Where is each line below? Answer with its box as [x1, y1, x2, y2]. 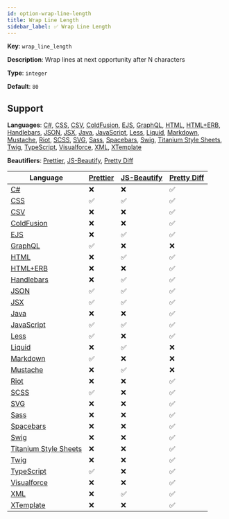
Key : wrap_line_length [7, 42, 72, 51]
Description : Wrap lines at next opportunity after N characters [7, 56, 185, 64]
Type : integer [7, 69, 48, 77]
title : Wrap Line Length [7, 17, 79, 24]
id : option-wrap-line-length [7, 10, 92, 17]
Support [7, 102, 44, 114]
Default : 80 [7, 83, 40, 91]
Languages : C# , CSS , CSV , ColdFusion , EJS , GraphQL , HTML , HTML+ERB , [7, 121, 221, 129]
